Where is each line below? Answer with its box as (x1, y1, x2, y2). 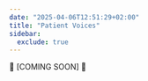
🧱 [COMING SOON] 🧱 (9, 62, 86, 72)
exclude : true (17, 37, 69, 47)
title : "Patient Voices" (9, 21, 100, 30)
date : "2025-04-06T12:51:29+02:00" (9, 12, 140, 22)
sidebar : (9, 29, 41, 38)
